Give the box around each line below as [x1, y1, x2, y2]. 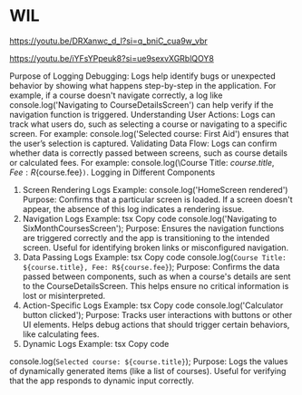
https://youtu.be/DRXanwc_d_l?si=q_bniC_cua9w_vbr [9, 35, 209, 46]
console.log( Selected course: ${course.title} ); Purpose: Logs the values [9, 355, 288, 367]
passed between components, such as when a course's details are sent [22, 271, 291, 282]
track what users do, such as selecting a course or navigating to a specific [9, 119, 287, 130]
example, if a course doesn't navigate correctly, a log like [9, 90, 223, 101]
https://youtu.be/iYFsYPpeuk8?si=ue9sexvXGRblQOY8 [9, 53, 215, 63]
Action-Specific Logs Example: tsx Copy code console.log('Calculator [22, 300, 284, 311]
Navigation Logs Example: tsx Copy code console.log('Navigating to [22, 213, 278, 224]
